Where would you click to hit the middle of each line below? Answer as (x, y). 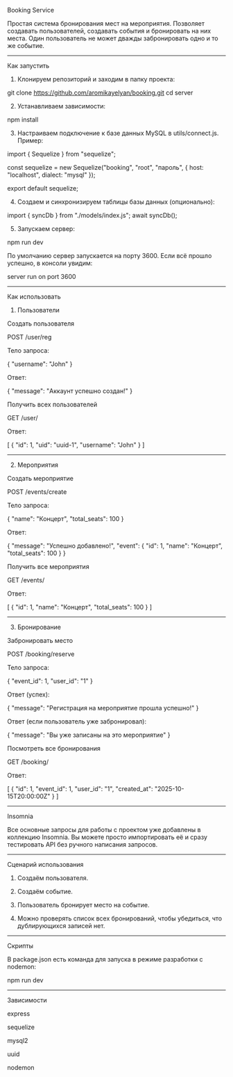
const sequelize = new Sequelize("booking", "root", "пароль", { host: (105, 167)
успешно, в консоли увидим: (50, 263)
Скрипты (20, 946)
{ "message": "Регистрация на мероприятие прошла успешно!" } (103, 708)
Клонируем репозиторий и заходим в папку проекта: (96, 79)
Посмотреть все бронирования (54, 748)
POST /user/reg (29, 337)
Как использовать (34, 296)
